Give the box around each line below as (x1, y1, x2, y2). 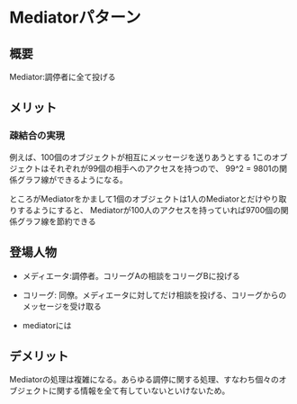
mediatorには (22, 319, 72, 330)
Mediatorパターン (9, 7, 141, 28)
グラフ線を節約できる (16, 216, 96, 227)
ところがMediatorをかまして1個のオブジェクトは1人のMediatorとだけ (9, 193, 264, 204)
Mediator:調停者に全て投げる (9, 72, 116, 82)
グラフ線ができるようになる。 (16, 174, 128, 184)
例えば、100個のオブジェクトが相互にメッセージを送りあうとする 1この (9, 151, 273, 162)
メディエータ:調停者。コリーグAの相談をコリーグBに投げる (22, 270, 240, 281)
